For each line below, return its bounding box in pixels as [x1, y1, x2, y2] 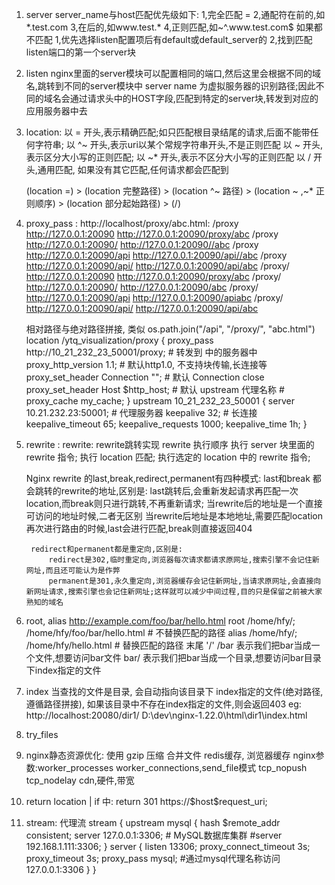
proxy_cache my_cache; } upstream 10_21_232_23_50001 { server [25, 395, 295, 407]
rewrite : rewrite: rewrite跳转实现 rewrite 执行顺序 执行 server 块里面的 [25, 439, 315, 450]
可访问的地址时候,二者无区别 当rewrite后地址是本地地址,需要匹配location [25, 510, 324, 522]
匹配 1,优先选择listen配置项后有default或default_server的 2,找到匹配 [34, 34, 313, 45]
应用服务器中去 [25, 105, 88, 117]
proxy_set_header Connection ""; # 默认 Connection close [25, 371, 265, 383]
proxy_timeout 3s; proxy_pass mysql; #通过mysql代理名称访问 [25, 853, 281, 864]
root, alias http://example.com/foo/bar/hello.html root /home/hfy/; [25, 615, 296, 627]
